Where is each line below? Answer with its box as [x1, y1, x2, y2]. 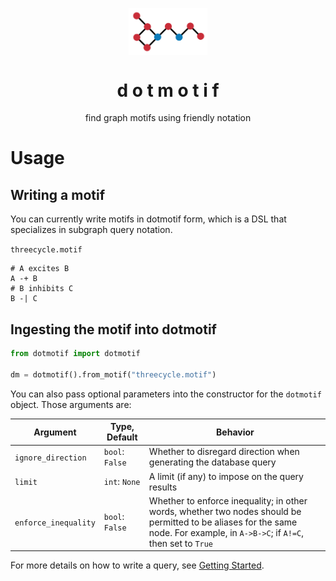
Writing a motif [10, 186, 106, 203]
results [148, 481, 178, 493]
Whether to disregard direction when [148, 446, 300, 458]
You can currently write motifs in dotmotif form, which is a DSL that [10, 213, 287, 225]
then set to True [148, 537, 214, 549]
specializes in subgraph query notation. [10, 224, 173, 236]
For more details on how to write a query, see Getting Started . [10, 559, 265, 572]
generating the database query [148, 456, 277, 468]
